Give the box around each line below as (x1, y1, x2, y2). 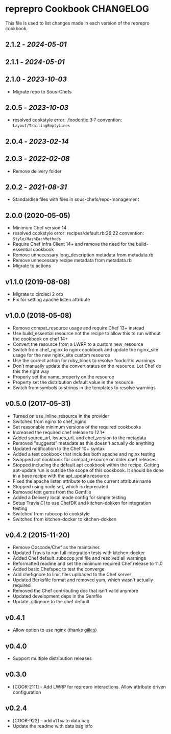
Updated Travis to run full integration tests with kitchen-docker (12, 550, 145, 556)
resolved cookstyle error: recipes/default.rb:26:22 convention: (12, 230, 144, 236)
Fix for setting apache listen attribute (12, 296, 90, 302)
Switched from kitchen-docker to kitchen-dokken (12, 516, 117, 522)
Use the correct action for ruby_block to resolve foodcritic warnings (12, 357, 155, 363)
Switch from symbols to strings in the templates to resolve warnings (12, 384, 156, 391)
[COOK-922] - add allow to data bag (12, 717, 90, 723)
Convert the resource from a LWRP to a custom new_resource (12, 341, 144, 347)
